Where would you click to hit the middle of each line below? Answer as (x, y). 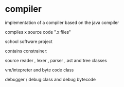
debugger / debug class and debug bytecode (51, 79)
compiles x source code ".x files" (38, 32)
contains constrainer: (26, 51)
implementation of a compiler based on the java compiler (62, 22)
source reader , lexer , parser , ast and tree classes (56, 60)
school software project (29, 41)
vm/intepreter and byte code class (39, 70)
